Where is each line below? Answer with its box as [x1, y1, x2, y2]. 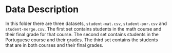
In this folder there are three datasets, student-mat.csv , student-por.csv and [5, 20, 167, 26]
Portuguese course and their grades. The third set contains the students [5, 37, 158, 43]
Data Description [5, 4, 79, 15]
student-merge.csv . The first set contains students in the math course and [5, 25, 162, 32]
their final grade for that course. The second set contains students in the [5, 31, 159, 37]
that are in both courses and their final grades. [5, 42, 104, 48]
